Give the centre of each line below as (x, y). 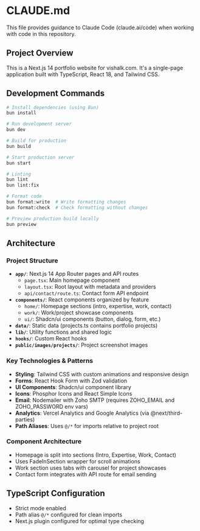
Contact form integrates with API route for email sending (86, 474)
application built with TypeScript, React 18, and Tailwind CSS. (83, 74)
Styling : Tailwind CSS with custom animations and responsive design (102, 374)
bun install (21, 113)
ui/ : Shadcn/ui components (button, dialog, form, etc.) (92, 319)
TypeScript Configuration (56, 494)
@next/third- (167, 413)
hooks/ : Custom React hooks (51, 339)
